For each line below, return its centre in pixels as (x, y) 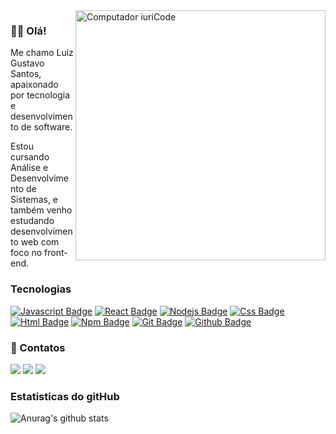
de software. (46, 127)
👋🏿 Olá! (28, 31)
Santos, (26, 74)
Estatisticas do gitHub (65, 396)
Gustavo (27, 63)
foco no (26, 253)
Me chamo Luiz (42, 53)
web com (40, 242)
